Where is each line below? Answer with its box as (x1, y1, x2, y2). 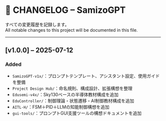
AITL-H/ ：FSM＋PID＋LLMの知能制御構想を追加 (12, 104, 110, 110)
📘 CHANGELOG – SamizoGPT (5, 4, 126, 16)
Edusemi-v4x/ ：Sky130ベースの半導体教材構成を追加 (12, 91, 119, 97)
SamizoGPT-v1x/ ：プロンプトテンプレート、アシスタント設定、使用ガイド (12, 73, 160, 79)
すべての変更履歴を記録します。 (5, 21, 70, 27)
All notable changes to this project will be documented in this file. (5, 27, 138, 33)
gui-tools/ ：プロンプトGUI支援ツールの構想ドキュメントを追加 (12, 110, 142, 116)
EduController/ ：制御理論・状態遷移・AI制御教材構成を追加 (12, 98, 134, 104)
